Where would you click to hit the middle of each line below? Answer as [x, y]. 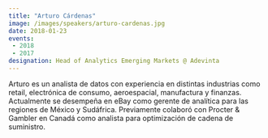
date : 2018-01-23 [38, 31]
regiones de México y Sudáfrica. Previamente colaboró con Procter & [124, 109]
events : [22, 38]
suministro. [27, 127]
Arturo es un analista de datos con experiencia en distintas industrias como [134, 84]
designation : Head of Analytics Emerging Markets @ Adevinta [114, 61]
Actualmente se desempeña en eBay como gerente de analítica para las [129, 101]
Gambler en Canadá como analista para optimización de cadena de [121, 118]
